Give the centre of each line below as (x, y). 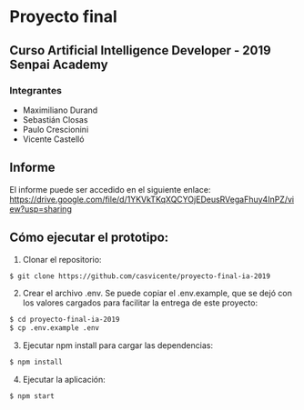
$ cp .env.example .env (55, 328)
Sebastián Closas (55, 119)
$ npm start (32, 396)
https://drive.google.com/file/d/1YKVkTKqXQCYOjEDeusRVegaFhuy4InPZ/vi (152, 199)
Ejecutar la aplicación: (64, 380)
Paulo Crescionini (56, 129)
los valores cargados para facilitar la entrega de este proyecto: (140, 303)
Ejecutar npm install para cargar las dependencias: (118, 345)
